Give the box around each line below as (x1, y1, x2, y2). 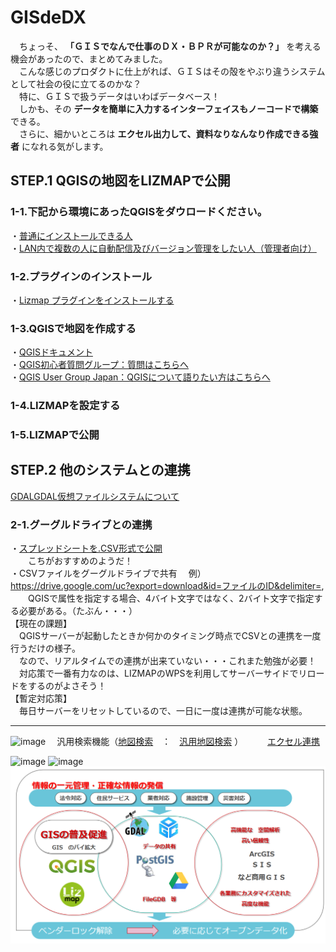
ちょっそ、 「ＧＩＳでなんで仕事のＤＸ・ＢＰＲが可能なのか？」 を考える (18, 40, 322, 52)
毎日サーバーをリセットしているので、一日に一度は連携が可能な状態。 (18, 705, 308, 717)
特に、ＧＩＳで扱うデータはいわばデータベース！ (18, 90, 220, 102)
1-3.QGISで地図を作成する (10, 321, 137, 335)
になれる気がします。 (21, 140, 109, 152)
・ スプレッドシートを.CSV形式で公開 (10, 542, 163, 555)
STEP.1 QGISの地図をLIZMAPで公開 (10, 172, 231, 190)
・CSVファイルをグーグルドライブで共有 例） (10, 567, 207, 580)
